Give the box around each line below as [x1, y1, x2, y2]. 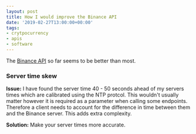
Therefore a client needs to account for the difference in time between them [6, 104, 191, 111]
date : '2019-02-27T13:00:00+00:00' [6, 19, 94, 25]
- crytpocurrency [6, 30, 49, 36]
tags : [6, 25, 19, 31]
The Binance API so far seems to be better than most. [6, 57, 137, 64]
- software [6, 42, 33, 47]
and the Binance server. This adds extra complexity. [6, 110, 132, 117]
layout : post [6, 8, 38, 15]
